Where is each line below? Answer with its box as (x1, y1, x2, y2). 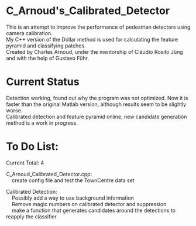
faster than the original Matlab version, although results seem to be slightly (6, 101, 187, 108)
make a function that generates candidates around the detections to (11, 207, 176, 214)
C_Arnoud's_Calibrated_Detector (6, 4, 170, 18)
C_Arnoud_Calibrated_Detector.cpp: (6, 170, 92, 177)
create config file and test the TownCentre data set (11, 177, 135, 184)
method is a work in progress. (6, 119, 78, 126)
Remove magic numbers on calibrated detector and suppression (11, 200, 167, 207)
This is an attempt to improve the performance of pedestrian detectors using (6, 23, 191, 30)
